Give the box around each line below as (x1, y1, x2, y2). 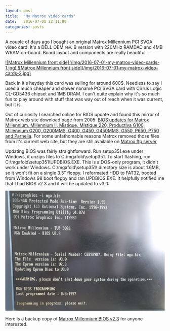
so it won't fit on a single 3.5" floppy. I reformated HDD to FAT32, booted (5, 170, 157, 176)
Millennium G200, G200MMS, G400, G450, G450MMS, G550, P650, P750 (5, 127, 159, 134)
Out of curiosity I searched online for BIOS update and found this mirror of (5, 112, 160, 118)
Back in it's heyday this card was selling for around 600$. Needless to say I (5, 80, 162, 86)
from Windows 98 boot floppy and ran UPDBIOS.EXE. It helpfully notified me (5, 175, 164, 181)
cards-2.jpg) (5, 70, 31, 76)
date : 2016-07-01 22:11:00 (5, 19, 67, 24)
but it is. (5, 102, 22, 108)
